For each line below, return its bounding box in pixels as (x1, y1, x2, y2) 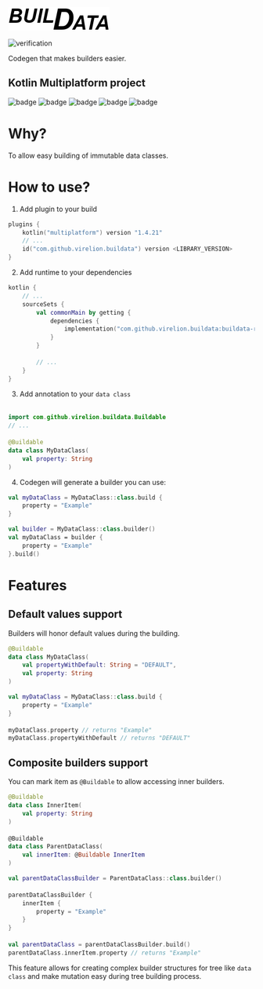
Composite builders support (8, 756, 149, 769)
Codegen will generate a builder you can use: (19, 477, 167, 487)
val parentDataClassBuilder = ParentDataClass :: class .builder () (8, 874, 222, 882)
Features (8, 576, 67, 594)
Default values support (8, 608, 123, 621)
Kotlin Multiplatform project (8, 76, 146, 89)
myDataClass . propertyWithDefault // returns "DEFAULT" (8, 734, 191, 743)
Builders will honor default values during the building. (8, 628, 180, 638)
